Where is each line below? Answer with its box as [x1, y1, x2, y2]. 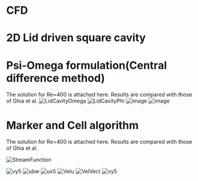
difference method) [6, 71, 105, 85]
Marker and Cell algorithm [6, 118, 139, 132]
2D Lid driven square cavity [6, 31, 146, 45]
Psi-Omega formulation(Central [6, 58, 167, 72]
